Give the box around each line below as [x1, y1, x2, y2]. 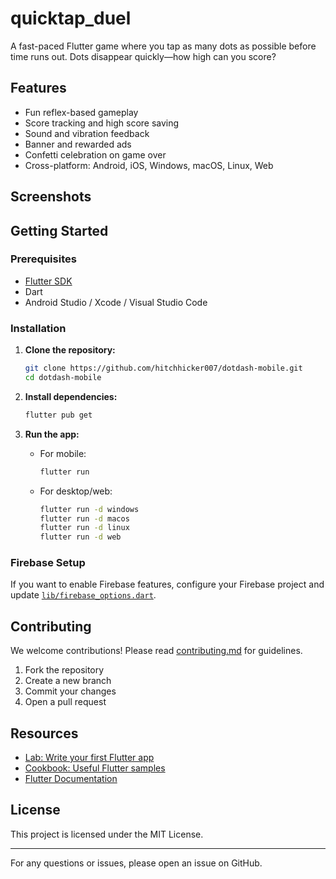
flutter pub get [24, 410, 93, 420]
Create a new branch [24, 675, 112, 687]
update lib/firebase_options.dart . [10, 589, 157, 601]
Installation [10, 321, 67, 335]
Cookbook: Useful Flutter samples [24, 762, 166, 774]
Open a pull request [24, 696, 107, 708]
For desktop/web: [39, 485, 113, 497]
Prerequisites [10, 252, 77, 266]
